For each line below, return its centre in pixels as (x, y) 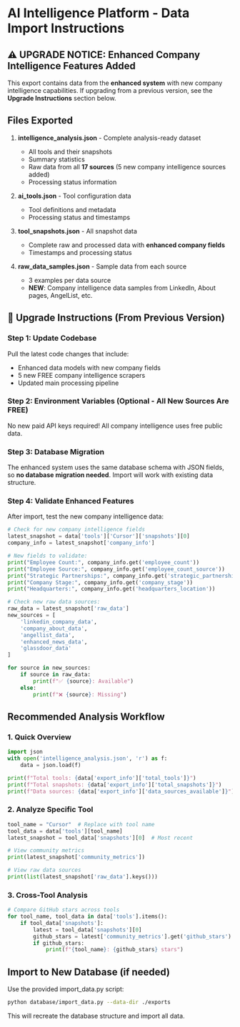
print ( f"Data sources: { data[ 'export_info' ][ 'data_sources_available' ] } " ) (121, 791)
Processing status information (72, 182)
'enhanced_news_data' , (54, 642)
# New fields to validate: (47, 556)
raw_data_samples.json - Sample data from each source (102, 266)
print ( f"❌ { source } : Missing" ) (80, 694)
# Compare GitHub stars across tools (64, 910)
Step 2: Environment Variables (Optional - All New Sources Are (118, 401)
